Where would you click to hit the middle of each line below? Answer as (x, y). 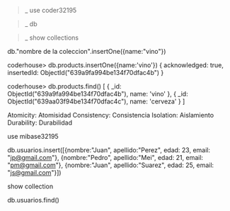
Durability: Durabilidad (40, 122)
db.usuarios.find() (34, 200)
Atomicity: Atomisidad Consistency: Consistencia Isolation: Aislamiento (111, 115)
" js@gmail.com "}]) (34, 172)
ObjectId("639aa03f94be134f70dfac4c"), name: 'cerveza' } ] (96, 101)
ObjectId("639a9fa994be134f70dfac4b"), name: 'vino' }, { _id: (98, 94)
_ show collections (52, 38)
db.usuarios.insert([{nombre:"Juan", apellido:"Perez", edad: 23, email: (109, 150)
